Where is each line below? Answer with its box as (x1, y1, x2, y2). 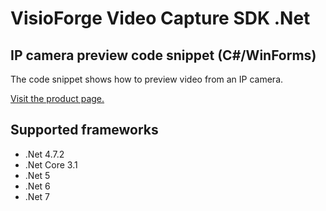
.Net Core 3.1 (24, 158, 78, 171)
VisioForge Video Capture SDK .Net (10, 7, 311, 30)
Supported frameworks (10, 122, 159, 139)
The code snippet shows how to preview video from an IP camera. (10, 73, 284, 85)
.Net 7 (24, 190, 50, 202)
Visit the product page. (10, 93, 105, 104)
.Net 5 (24, 169, 51, 181)
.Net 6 (24, 180, 51, 192)
